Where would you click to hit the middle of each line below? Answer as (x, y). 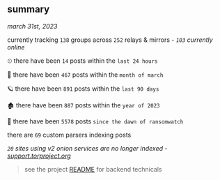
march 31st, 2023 (32, 26)
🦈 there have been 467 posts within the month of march (85, 75)
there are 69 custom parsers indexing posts (69, 135)
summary (29, 9)
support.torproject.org (39, 156)
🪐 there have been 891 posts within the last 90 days (83, 89)
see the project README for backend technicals (93, 169)
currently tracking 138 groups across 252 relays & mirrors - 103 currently (110, 40)
